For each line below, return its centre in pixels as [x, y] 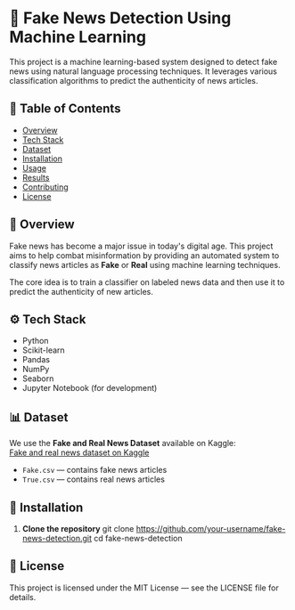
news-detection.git [57, 538]
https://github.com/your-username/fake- [211, 529]
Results [36, 177]
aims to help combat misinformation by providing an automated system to [144, 255]
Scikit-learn [43, 350]
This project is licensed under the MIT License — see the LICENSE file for [144, 588]
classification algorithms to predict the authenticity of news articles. [134, 80]
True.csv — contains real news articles [93, 479]
